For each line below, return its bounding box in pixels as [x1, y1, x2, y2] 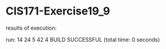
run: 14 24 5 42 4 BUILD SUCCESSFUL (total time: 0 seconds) [5, 36, 160, 43]
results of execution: [5, 24, 57, 31]
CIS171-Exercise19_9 [5, 4, 110, 18]
